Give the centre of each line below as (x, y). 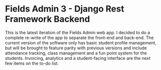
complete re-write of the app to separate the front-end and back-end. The (80, 38)
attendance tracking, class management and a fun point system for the (76, 53)
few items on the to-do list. (32, 63)
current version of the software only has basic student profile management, (81, 42)
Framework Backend (47, 19)
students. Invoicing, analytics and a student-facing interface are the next (78, 58)
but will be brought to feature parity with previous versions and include (76, 48)
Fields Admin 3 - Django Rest (65, 9)
